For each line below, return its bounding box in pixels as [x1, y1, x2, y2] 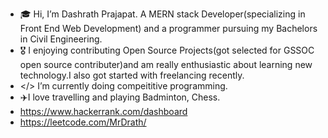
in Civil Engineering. [19, 33, 103, 45]
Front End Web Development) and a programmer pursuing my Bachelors [19, 23, 318, 34]
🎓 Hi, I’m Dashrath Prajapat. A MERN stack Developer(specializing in [19, 8, 306, 20]
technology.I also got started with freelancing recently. [19, 69, 245, 81]
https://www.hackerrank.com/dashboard [19, 106, 188, 117]
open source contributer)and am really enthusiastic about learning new [19, 59, 313, 70]
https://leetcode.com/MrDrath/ [19, 116, 147, 128]
